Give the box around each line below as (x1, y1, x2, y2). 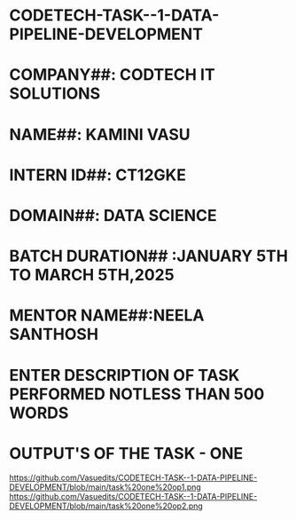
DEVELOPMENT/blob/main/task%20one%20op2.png (9, 500, 204, 511)
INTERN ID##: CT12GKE (9, 165, 186, 185)
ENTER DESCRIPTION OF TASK (9, 365, 240, 385)
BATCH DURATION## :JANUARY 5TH (9, 246, 288, 266)
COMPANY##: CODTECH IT (9, 65, 215, 85)
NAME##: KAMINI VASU (9, 124, 191, 145)
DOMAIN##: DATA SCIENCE (9, 205, 217, 225)
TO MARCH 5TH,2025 (9, 265, 175, 285)
